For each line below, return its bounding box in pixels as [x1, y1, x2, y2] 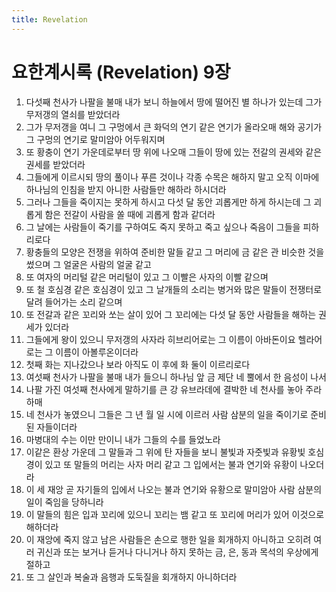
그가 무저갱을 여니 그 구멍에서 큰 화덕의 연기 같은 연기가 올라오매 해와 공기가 [25, 121, 323, 133]
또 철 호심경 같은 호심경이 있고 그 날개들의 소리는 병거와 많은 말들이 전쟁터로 [25, 283, 323, 295]
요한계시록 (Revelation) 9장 [11, 61, 231, 83]
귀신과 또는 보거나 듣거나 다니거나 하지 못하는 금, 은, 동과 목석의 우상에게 [36, 546, 319, 558]
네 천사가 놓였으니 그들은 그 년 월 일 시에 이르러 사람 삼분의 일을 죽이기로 [25, 408, 309, 420]
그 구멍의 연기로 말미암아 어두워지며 [25, 133, 166, 145]
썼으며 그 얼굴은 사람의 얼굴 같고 [25, 258, 152, 270]
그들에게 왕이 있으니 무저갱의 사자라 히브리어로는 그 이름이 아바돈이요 [25, 333, 296, 345]
